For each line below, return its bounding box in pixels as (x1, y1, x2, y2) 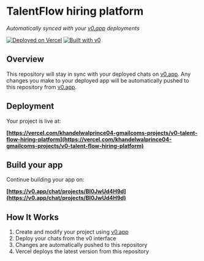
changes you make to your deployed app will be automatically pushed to (6, 76, 189, 84)
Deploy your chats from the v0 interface (15, 235, 116, 242)
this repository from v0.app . (6, 83, 77, 90)
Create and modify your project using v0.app (15, 228, 129, 236)
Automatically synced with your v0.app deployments (6, 24, 140, 32)
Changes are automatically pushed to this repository (15, 241, 148, 249)
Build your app (6, 160, 63, 170)
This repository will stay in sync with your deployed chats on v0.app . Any (6, 70, 191, 78)
